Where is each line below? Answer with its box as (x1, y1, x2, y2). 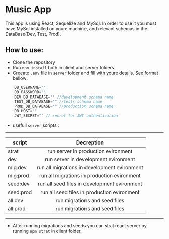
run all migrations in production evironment (39, 172, 141, 179)
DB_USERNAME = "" (14, 85, 46, 90)
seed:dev (8, 180, 30, 187)
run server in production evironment (47, 148, 133, 155)
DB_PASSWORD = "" (14, 89, 46, 94)
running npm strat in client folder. (12, 228, 82, 234)
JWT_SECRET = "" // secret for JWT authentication (14, 113, 118, 118)
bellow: (12, 75, 28, 81)
